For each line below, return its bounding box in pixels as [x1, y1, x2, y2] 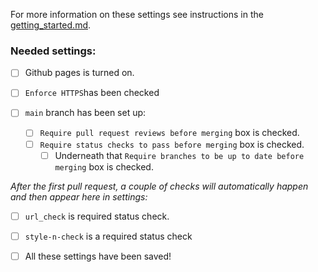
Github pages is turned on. [24, 67, 135, 79]
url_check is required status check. [24, 210, 170, 222]
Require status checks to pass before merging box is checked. [39, 138, 305, 150]
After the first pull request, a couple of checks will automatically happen [10, 180, 309, 192]
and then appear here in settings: [10, 190, 148, 203]
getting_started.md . [10, 19, 92, 31]
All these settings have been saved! [24, 250, 172, 262]
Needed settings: [10, 44, 97, 58]
